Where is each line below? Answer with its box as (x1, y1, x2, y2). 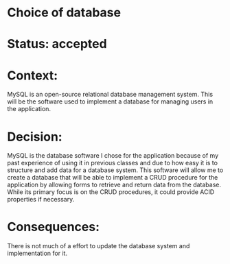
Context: (7, 67, 58, 83)
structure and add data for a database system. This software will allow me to (7, 166, 224, 174)
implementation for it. (7, 249, 67, 258)
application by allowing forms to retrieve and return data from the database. (7, 180, 222, 189)
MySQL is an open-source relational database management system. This (7, 91, 214, 99)
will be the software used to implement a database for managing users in (7, 97, 214, 106)
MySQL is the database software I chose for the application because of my (7, 152, 219, 160)
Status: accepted (7, 36, 108, 52)
